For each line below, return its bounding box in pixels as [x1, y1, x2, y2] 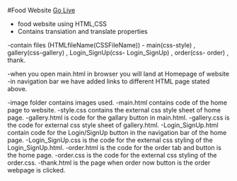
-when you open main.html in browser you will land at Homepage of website [7, 70, 230, 78]
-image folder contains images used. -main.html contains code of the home [7, 98, 228, 107]
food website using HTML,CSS [17, 20, 108, 28]
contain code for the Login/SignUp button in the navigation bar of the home [7, 129, 227, 136]
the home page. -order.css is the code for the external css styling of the [7, 151, 217, 159]
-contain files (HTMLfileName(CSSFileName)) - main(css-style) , [7, 41, 196, 49]
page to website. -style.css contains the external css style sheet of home [7, 106, 221, 114]
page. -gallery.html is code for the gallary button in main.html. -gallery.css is [7, 113, 230, 122]
